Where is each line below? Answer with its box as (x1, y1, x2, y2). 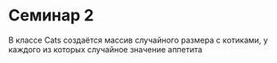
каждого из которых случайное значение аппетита (8, 43, 203, 54)
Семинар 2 (8, 5, 94, 26)
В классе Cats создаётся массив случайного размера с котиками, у (8, 35, 268, 45)
